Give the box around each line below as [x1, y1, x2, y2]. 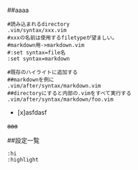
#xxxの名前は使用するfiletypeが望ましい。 [7, 34, 118, 41]
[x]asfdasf [17, 108, 47, 116]
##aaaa [7, 6, 29, 14]
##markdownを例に [7, 76, 54, 83]
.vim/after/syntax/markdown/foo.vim [7, 96, 114, 103]
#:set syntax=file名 [7, 49, 66, 56]
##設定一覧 [7, 136, 40, 144]
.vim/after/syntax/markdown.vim [7, 83, 101, 90]
